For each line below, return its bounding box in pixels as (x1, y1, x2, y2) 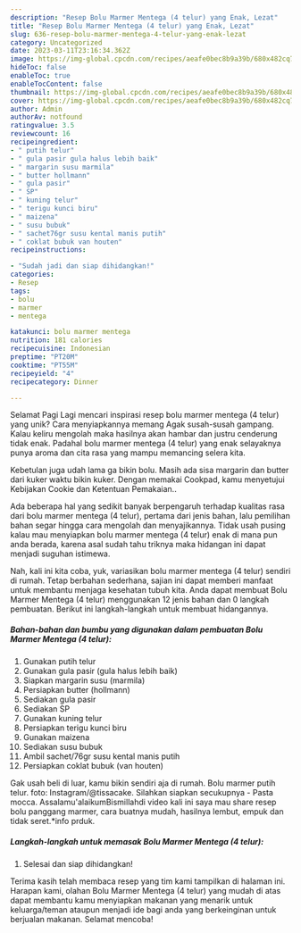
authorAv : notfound (10, 112, 83, 121)
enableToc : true (10, 71, 71, 80)
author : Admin (10, 104, 63, 113)
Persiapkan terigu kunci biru (22, 722, 128, 733)
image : (10, 54, 35, 63)
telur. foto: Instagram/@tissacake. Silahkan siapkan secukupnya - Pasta (10, 787, 273, 798)
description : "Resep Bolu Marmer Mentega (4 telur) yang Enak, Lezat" (10, 12, 279, 22)
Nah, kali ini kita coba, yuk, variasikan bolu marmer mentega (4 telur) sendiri (10, 566, 291, 577)
